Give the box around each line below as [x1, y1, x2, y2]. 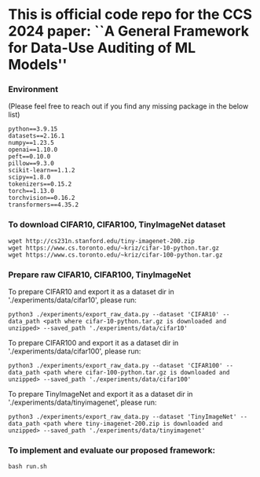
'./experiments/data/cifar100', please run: [8, 346, 141, 356]
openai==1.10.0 [8, 146, 58, 154]
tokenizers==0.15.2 [8, 180, 72, 188]
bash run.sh [8, 463, 47, 471]
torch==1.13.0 [8, 187, 55, 195]
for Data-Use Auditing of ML [8, 39, 196, 57]
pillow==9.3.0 [8, 160, 55, 168]
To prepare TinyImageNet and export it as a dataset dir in [8, 390, 193, 399]
